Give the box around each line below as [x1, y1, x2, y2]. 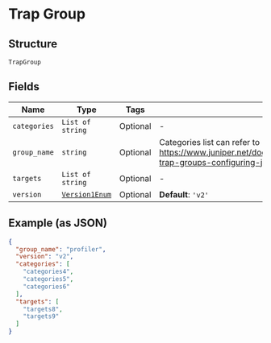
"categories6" [23, 283, 70, 291]
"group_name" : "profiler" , [15, 245, 106, 254]
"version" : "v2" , [15, 253, 74, 261]
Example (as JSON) [8, 217, 107, 230]
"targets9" [23, 312, 60, 320]
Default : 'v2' [159, 188, 210, 200]
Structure [8, 37, 58, 51]
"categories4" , [23, 267, 74, 276]
